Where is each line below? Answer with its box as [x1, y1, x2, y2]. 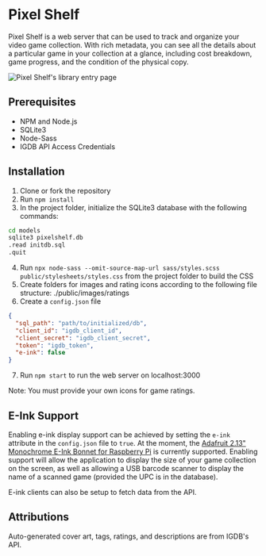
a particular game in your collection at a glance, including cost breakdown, [8, 48, 253, 58]
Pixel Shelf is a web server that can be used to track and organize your [8, 32, 240, 41]
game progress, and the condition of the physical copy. [8, 57, 189, 67]
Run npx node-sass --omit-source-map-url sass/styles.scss [19, 263, 220, 273]
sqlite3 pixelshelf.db [8, 234, 83, 242]
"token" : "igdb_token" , [15, 341, 94, 350]
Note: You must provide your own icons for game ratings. [8, 386, 195, 396]
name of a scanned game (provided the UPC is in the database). [8, 472, 218, 481]
